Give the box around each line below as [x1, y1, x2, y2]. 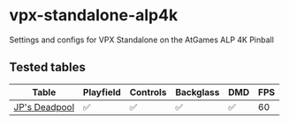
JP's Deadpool [13, 100, 75, 113]
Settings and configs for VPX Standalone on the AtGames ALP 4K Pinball [9, 34, 274, 45]
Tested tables [9, 60, 87, 75]
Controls [129, 85, 167, 98]
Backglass [175, 85, 220, 98]
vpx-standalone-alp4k [9, 5, 179, 26]
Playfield [82, 85, 121, 98]
